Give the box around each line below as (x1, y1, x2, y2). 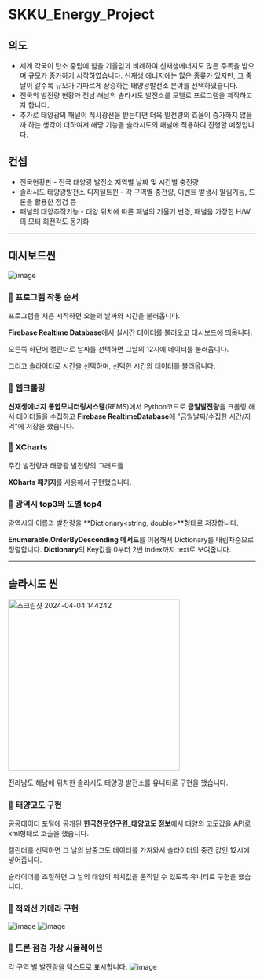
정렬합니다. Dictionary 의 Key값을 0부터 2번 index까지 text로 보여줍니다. (8, 544, 232, 554)
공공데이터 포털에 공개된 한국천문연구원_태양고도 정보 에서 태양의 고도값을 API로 (8, 819, 251, 828)
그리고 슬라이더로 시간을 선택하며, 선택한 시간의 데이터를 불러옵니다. (8, 361, 216, 370)
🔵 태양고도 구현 (8, 799, 62, 810)
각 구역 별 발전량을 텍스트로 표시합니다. (8, 962, 128, 971)
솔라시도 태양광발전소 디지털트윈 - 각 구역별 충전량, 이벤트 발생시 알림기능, (19, 187, 247, 196)
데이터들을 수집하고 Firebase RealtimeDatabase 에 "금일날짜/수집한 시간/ (16, 412, 245, 421)
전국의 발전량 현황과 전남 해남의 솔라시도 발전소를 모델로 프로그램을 (19, 90, 225, 100)
